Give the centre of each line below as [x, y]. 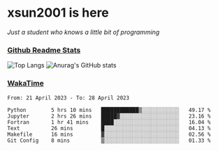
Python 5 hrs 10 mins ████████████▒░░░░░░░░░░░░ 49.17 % [109, 110]
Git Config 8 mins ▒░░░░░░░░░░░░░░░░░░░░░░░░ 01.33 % [109, 141]
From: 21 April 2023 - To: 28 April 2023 [68, 98]
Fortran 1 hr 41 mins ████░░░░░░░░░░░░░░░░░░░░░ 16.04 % [109, 122]
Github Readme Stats [44, 50]
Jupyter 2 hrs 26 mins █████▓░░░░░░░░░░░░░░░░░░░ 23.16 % [109, 116]
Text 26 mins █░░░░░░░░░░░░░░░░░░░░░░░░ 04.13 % [109, 128]
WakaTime [26, 84]
